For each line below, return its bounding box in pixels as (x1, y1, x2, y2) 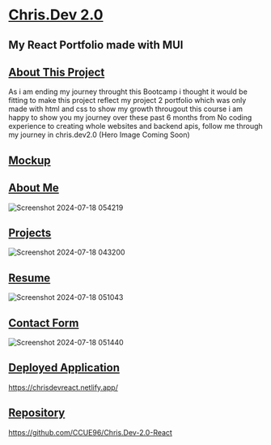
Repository (8, 406, 66, 420)
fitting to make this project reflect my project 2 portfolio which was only (8, 96, 247, 105)
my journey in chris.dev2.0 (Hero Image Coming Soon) (8, 130, 190, 139)
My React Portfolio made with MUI (8, 38, 184, 52)
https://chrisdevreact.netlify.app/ (8, 383, 119, 392)
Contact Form (8, 316, 79, 330)
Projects (8, 225, 52, 240)
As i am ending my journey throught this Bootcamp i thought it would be (8, 87, 248, 96)
